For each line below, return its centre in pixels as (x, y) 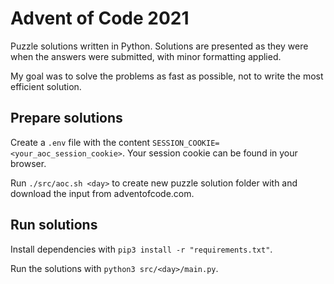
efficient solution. (46, 86)
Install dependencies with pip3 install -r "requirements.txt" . (141, 249)
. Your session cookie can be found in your (209, 153)
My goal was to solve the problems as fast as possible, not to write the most (167, 76)
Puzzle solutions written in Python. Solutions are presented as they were (159, 46)
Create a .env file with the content (80, 142)
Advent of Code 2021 (100, 18)
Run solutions (54, 225)
